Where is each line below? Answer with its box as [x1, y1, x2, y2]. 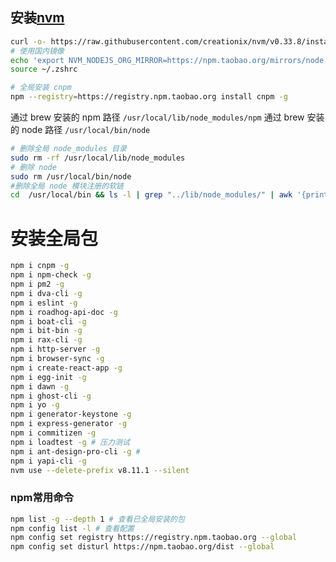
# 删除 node [10, 162, 57, 172]
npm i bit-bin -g [10, 326, 83, 336]
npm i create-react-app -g [10, 363, 123, 373]
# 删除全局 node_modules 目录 [10, 144, 127, 154]
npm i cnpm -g [10, 261, 70, 271]
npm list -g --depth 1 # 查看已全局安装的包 [10, 514, 185, 524]
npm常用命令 [10, 491, 74, 505]
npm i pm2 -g [10, 279, 65, 289]
